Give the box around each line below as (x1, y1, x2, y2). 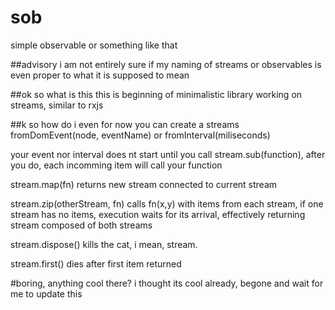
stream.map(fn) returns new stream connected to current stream (10, 178, 278, 190)
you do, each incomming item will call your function (10, 159, 223, 171)
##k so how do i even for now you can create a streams (10, 118, 240, 130)
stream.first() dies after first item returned (10, 257, 182, 270)
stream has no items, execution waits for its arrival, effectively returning (10, 208, 306, 220)
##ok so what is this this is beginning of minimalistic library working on (10, 88, 303, 100)
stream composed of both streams (10, 219, 153, 231)
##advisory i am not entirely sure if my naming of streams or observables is (10, 58, 322, 70)
